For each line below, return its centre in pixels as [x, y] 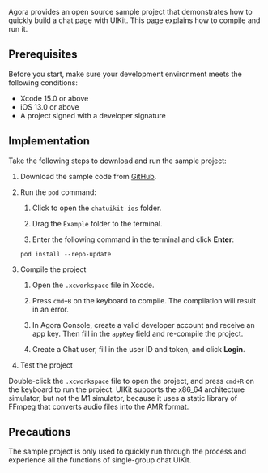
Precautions [40, 432]
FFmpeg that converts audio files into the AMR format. [99, 406]
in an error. [50, 309]
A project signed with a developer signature [93, 115]
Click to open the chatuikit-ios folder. [97, 208]
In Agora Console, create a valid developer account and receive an [143, 325]
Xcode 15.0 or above [54, 98]
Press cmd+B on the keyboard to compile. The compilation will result [144, 300]
